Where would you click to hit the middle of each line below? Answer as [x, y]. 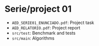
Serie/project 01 [38, 9]
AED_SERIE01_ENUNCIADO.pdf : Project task [53, 23]
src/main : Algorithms [33, 38]
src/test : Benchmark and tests [44, 33]
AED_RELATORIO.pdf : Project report [46, 27]
